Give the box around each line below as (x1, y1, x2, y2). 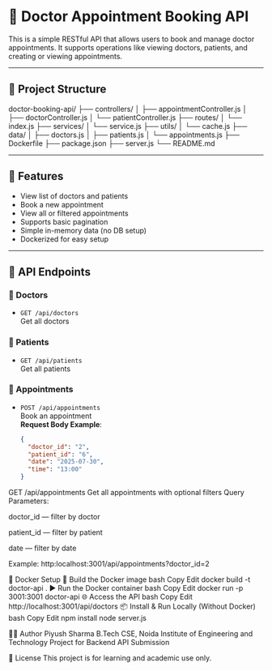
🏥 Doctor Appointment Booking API (8, 7, 249, 26)
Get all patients (19, 364, 71, 374)
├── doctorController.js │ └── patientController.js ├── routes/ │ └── (8, 113, 243, 122)
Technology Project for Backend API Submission (8, 638, 170, 647)
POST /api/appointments (19, 404, 101, 412)
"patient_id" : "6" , (28, 450, 94, 459)
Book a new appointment (19, 199, 104, 209)
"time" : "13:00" (28, 465, 83, 473)
